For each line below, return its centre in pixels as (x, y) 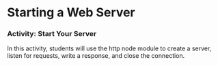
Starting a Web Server (71, 13)
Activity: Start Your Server (52, 34)
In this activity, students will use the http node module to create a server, (109, 48)
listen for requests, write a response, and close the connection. (96, 56)
